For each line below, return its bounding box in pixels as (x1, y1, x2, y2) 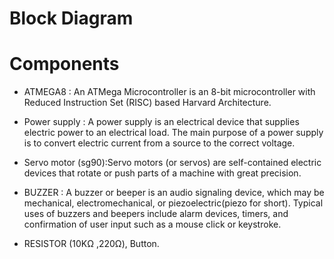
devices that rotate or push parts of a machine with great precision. (23, 167, 302, 179)
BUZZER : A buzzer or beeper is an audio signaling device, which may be (23, 187, 325, 199)
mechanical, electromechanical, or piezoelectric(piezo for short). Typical (23, 197, 324, 209)
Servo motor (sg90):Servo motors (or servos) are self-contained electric (23, 157, 322, 169)
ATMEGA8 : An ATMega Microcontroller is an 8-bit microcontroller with (23, 86, 316, 98)
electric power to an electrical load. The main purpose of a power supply (23, 127, 324, 139)
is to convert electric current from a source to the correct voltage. (23, 137, 296, 149)
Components (9, 53, 120, 76)
